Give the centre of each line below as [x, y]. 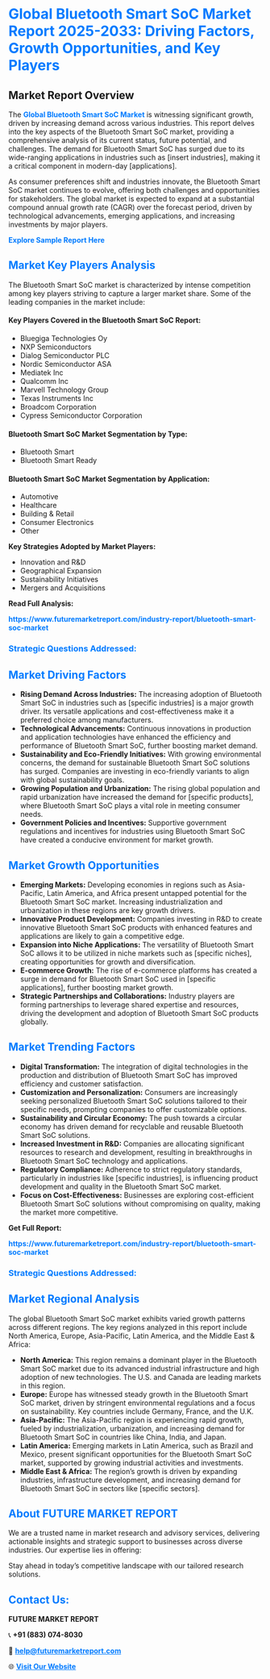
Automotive [39, 497]
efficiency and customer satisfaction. [81, 1083]
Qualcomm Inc [44, 381]
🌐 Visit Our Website [42, 1667]
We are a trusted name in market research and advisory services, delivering [134, 1533]
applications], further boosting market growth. [97, 987]
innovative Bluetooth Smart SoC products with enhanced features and [136, 927]
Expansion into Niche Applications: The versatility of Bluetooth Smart [137, 944]
